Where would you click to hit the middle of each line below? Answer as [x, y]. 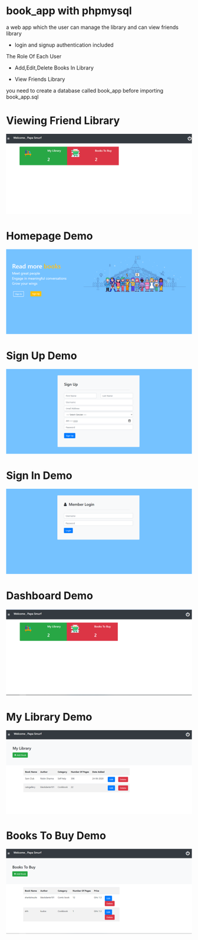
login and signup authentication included [64, 45]
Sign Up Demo [42, 356]
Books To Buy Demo [56, 836]
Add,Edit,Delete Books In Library [54, 68]
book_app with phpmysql [69, 11]
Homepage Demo [49, 236]
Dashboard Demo [49, 596]
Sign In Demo [39, 475]
